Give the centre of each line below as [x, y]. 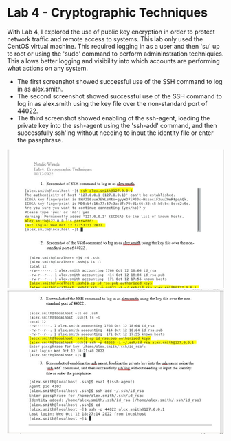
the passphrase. [40, 140]
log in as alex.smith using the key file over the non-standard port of [112, 103]
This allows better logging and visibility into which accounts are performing [113, 61]
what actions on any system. [47, 68]
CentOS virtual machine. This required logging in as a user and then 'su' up [113, 46]
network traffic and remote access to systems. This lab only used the [105, 39]
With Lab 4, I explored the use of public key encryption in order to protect [111, 32]
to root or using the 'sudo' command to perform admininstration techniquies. [115, 54]
